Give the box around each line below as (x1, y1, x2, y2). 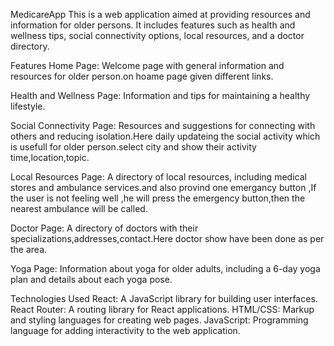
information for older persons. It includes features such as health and (10, 19, 296, 31)
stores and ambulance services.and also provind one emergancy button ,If (10, 182, 317, 193)
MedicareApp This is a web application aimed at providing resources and (10, 9, 311, 20)
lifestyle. (10, 100, 46, 112)
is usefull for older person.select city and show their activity (10, 141, 257, 153)
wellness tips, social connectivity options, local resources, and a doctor (10, 30, 305, 41)
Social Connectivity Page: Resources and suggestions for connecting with (10, 120, 316, 131)
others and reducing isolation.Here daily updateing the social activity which (10, 130, 321, 142)
